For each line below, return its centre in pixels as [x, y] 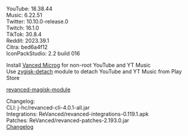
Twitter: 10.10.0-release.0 [37, 21]
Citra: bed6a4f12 [27, 47]
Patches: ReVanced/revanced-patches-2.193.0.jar [68, 120]
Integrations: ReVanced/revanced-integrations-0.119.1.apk [77, 114]
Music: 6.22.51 [24, 15]
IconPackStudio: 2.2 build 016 [43, 53]
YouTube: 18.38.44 [30, 9]
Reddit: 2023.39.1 [28, 41]
